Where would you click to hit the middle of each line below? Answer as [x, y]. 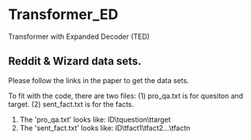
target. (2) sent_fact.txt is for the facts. [71, 104]
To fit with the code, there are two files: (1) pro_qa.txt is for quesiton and [126, 96]
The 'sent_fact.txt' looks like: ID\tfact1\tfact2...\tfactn [105, 127]
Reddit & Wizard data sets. [75, 61]
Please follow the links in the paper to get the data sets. [99, 80]
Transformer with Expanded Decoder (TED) [79, 36]
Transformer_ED [63, 15]
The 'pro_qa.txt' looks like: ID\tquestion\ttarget [95, 119]
